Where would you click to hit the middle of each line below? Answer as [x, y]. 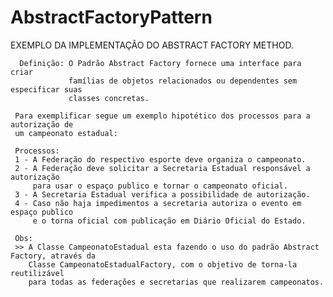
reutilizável [37, 273]
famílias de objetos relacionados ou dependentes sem [183, 81]
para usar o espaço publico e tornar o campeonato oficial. [160, 186]
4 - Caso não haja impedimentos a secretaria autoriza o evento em [158, 203]
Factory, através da [53, 256]
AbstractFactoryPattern [111, 17]
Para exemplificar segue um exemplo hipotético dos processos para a [162, 116]
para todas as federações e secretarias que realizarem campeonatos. [176, 282]
